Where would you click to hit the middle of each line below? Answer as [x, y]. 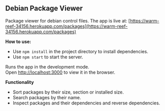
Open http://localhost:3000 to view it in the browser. [60, 72]
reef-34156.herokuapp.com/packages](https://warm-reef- [66, 26]
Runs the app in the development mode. [47, 66]
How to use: [18, 41]
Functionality [20, 82]
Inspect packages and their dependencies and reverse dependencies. [86, 103]
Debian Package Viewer [44, 8]
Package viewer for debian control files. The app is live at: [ [68, 20]
